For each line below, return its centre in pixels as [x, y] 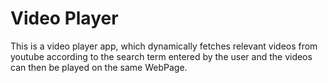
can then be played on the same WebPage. [99, 67]
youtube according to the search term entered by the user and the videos [161, 56]
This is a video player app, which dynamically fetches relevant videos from [164, 46]
